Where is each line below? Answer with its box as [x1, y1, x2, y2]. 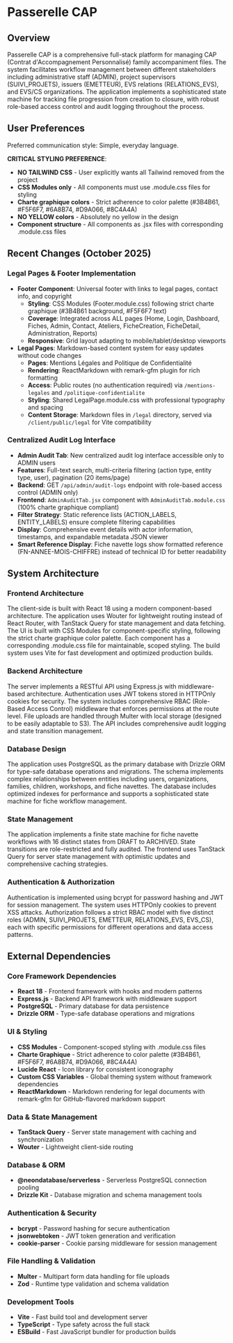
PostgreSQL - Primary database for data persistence [17, 1002, 169, 1010]
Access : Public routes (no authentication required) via [27, 381, 183, 389]
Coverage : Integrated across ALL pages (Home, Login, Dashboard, [27, 314, 220, 322]
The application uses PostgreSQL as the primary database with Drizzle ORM [7, 760, 226, 768]
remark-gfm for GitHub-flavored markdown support [17, 1095, 166, 1103]
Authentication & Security [7, 1208, 97, 1218]
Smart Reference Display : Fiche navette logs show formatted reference [17, 540, 224, 548]
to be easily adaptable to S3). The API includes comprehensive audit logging [7, 719, 227, 728]
